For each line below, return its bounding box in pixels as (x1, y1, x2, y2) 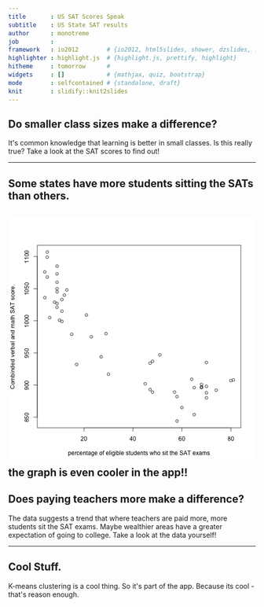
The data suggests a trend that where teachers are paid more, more (8, 513, 228, 523)
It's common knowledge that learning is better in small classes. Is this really (8, 138, 253, 148)
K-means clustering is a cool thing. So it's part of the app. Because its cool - (8, 581, 255, 590)
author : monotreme (8, 29, 90, 37)
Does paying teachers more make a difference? (8, 492, 245, 506)
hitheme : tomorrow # (8, 63, 111, 71)
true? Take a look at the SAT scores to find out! (8, 146, 159, 156)
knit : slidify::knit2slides (8, 87, 128, 95)
